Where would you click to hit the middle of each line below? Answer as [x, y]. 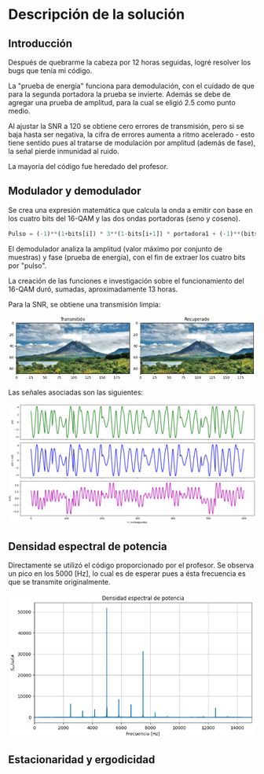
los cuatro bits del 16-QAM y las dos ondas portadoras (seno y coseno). [125, 218]
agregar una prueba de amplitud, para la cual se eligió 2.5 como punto [122, 103]
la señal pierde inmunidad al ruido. [64, 151]
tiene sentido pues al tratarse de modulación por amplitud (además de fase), [132, 143]
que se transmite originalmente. [60, 582]
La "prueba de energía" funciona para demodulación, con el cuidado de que [132, 86]
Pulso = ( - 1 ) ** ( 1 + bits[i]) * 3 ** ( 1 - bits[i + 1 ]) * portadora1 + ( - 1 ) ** [125, 233]
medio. [19, 111]
